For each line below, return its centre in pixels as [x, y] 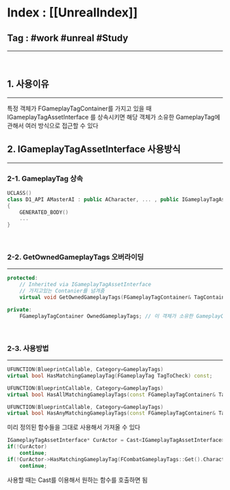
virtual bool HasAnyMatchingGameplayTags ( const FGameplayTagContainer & [111, 413]
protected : [23, 278]
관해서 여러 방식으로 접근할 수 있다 [53, 126]
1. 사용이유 [28, 84]
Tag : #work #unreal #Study [68, 38]
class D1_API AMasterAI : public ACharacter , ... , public [93, 199]
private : [20, 310]
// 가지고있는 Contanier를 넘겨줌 [62, 291]
